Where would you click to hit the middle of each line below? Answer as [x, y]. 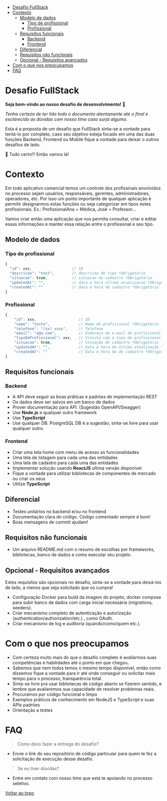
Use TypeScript [29, 418]
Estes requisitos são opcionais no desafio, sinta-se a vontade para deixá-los [83, 583]
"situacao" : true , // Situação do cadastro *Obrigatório [86, 343]
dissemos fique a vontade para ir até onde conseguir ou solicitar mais [84, 673]
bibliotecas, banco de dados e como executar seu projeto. [72, 555]
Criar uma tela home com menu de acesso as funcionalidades [76, 452]
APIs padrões [26, 705]
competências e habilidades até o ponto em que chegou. [71, 663]
